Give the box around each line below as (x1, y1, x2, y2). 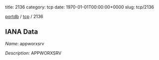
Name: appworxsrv (5, 40, 45, 46)
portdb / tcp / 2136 (5, 14, 44, 19)
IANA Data (5, 28, 38, 36)
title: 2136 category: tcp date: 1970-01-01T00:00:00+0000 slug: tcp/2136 (5, 4, 155, 10)
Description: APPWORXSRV (5, 50, 62, 56)
